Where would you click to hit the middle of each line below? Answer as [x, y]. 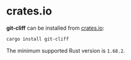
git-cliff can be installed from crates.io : [55, 28]
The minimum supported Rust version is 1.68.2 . [66, 50]
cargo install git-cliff [38, 39]
